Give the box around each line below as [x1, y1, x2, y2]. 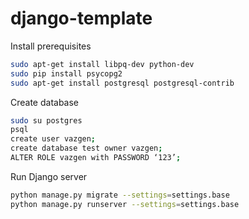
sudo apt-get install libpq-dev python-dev [10, 59, 195, 69]
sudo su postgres [10, 115, 83, 126]
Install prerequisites [10, 40, 92, 52]
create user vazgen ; [10, 134, 97, 144]
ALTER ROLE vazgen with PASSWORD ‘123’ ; [10, 153, 182, 163]
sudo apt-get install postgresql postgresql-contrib [10, 78, 235, 88]
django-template [10, 7, 153, 30]
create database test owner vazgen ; [10, 143, 163, 154]
